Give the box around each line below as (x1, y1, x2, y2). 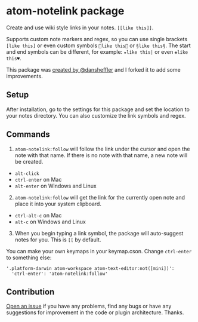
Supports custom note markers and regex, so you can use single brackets (6, 35, 188, 42)
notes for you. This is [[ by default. (14, 236, 101, 243)
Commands (6, 130, 51, 140)
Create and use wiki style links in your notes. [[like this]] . (6, 24, 154, 31)
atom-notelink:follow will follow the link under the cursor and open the (14, 145, 190, 152)
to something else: (6, 254, 52, 261)
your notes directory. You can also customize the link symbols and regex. (6, 112, 186, 119)
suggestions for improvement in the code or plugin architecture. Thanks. (6, 309, 184, 316)
